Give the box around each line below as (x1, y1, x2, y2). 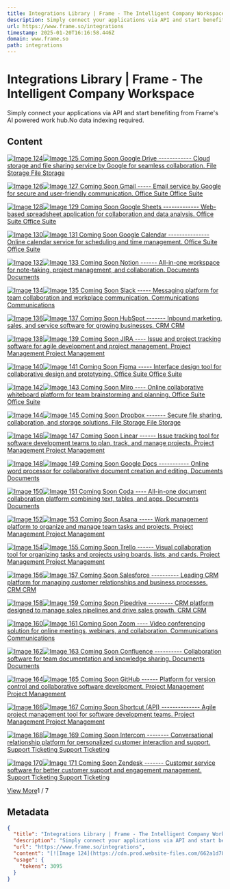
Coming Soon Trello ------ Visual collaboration (79, 543, 212, 551)
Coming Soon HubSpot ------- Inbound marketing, (79, 313, 222, 322)
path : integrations (7, 42, 63, 49)
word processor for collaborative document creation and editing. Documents (7, 466, 223, 475)
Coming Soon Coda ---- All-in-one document (78, 487, 207, 495)
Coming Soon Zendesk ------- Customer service (78, 759, 216, 767)
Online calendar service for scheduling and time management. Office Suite (7, 237, 218, 246)
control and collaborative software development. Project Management (7, 682, 205, 690)
